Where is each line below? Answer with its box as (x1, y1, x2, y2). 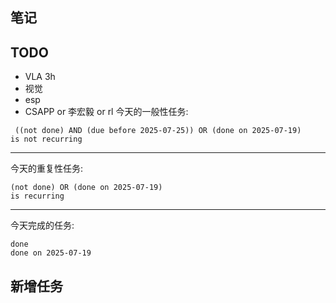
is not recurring (10, 134, 83, 145)
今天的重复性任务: (10, 163, 84, 175)
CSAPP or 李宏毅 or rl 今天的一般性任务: (24, 106, 189, 118)
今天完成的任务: (10, 219, 75, 232)
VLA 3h (24, 71, 56, 83)
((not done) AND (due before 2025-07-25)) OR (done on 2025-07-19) (14, 126, 302, 136)
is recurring (10, 191, 65, 202)
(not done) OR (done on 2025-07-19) (10, 183, 163, 193)
